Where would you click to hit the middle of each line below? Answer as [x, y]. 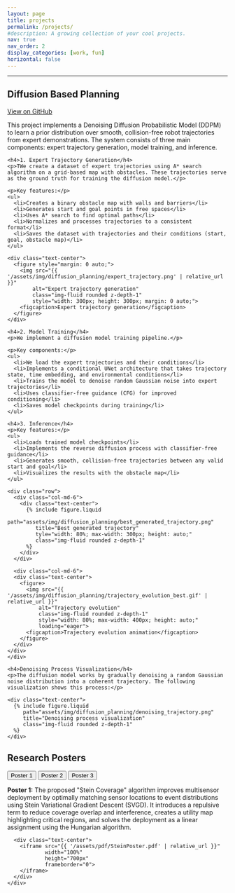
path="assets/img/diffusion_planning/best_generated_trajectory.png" [111, 522]
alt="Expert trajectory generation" [86, 289]
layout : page [26, 14]
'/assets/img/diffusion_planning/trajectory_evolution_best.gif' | [108, 595]
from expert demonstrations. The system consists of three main [99, 139]
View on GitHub [30, 111]
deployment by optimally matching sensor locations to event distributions [113, 798]
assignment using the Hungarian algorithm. [69, 827]
